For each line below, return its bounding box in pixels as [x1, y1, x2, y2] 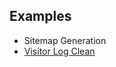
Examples [9, 8, 72, 25]
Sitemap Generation [23, 34, 107, 46]
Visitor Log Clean [23, 45, 96, 57]
